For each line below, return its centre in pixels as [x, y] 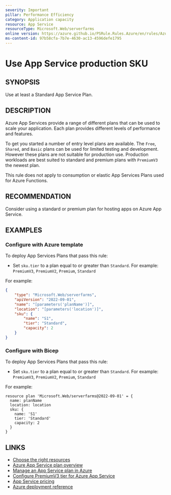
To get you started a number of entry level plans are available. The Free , [81, 144]
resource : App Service [29, 24]
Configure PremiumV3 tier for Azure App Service [64, 476]
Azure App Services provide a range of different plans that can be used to [83, 123]
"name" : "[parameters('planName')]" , [54, 304]
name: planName [26, 401]
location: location [31, 405]
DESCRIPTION [28, 111]
